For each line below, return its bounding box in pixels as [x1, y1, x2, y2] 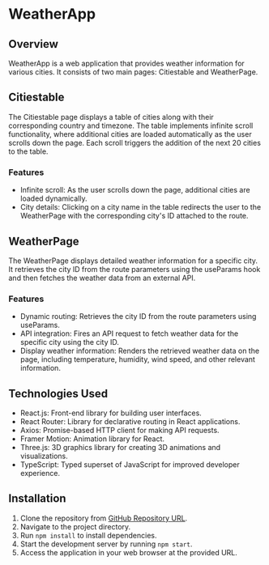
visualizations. [19, 451, 69, 461]
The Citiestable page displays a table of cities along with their [8, 112, 215, 121]
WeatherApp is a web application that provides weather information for [8, 58, 245, 68]
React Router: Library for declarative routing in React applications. [19, 417, 241, 427]
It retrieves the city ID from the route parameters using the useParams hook [8, 264, 261, 274]
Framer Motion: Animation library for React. [19, 434, 164, 444]
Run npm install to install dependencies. [19, 530, 157, 540]
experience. [19, 469, 61, 478]
